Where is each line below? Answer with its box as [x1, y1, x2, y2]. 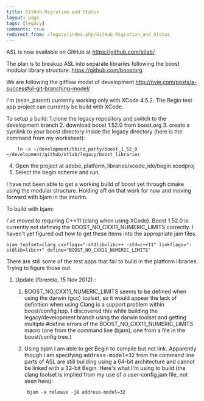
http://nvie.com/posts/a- [135, 79, 197, 86]
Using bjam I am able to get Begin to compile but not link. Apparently [24, 345, 197, 352]
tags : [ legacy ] [6, 20, 45, 26]
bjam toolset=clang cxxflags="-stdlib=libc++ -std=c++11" [6, 242, 157, 248]
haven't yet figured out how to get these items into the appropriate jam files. [6, 230, 197, 238]
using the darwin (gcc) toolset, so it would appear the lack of [24, 294, 177, 302]
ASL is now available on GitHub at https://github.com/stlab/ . [6, 48, 157, 55]
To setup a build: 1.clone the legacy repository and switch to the [6, 115, 166, 122]
